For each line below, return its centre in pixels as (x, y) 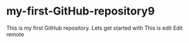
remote (15, 34)
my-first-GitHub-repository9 (81, 11)
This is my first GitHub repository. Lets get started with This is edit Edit (95, 28)
